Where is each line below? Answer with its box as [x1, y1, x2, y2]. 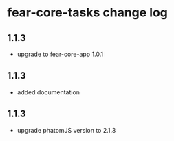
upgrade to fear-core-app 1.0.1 [17, 50, 104, 58]
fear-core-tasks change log [7, 5, 168, 21]
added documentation [17, 88, 80, 97]
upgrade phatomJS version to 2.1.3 [17, 126, 116, 134]
